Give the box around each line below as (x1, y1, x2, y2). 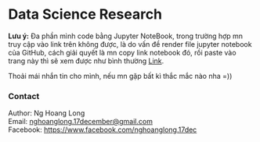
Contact (8, 91, 40, 101)
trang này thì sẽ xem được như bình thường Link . (8, 56, 164, 66)
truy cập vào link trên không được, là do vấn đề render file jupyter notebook (8, 39, 252, 48)
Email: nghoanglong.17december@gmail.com (8, 117, 153, 126)
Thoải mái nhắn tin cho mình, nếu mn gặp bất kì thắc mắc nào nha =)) (8, 71, 233, 80)
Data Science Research (8, 5, 163, 23)
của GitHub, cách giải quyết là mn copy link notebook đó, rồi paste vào (8, 48, 237, 57)
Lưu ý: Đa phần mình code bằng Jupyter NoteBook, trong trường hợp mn (8, 31, 244, 41)
